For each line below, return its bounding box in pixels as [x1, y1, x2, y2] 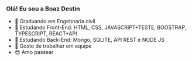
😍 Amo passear [14, 49, 54, 56]
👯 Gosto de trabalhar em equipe [14, 42, 92, 49]
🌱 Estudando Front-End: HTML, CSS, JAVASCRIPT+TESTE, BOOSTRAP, [14, 24, 187, 31]
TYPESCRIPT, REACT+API [14, 30, 77, 37]
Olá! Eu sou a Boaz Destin [6, 5, 80, 13]
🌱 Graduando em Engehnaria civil [14, 18, 95, 25]
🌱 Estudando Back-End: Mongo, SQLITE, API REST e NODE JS [14, 37, 165, 44]
